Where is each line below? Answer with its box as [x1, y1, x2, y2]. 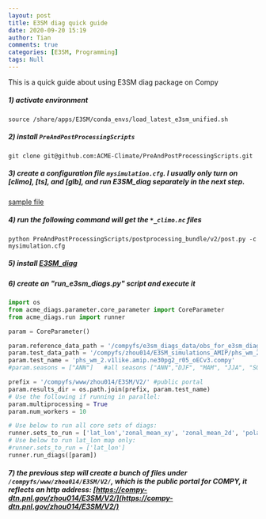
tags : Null [8, 56, 44, 64]
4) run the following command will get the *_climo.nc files [8, 215, 202, 225]
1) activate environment [8, 96, 89, 105]
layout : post [8, 11, 51, 20]
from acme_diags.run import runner [8, 313, 126, 321]
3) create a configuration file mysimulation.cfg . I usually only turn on [8, 169, 238, 178]
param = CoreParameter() [8, 328, 90, 335]
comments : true [8, 41, 59, 49]
